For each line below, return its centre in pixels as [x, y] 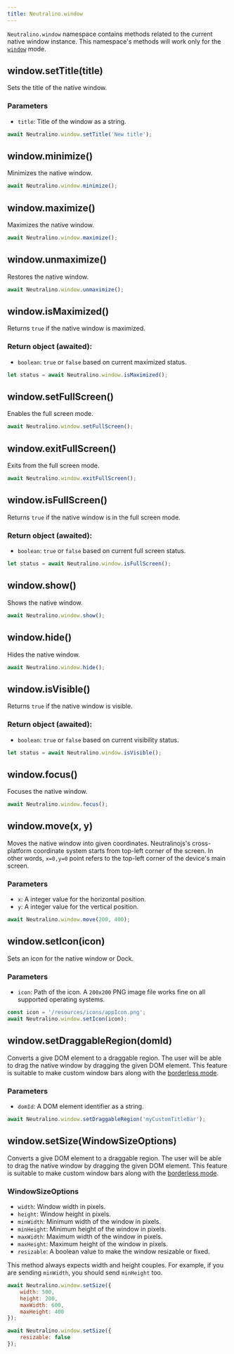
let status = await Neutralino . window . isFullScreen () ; [89, 564]
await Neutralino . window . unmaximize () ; [66, 289]
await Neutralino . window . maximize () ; [63, 238]
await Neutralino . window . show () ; [56, 615]
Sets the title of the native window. [57, 88]
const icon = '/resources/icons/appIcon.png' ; [77, 1013]
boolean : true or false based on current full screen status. [102, 551]
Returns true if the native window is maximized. [76, 329]
